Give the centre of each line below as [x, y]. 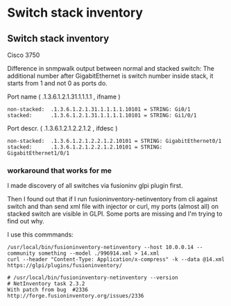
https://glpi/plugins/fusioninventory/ [65, 266]
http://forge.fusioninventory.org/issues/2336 [76, 296]
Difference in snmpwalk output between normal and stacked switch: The [111, 68]
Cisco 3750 [24, 55]
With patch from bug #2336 [48, 290]
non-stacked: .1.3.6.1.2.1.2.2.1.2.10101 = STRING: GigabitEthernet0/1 [114, 141]
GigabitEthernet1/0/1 [38, 153]
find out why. [26, 221]
